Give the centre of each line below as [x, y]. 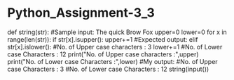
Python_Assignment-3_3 [81, 13]
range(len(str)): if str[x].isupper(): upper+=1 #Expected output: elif [103, 39]
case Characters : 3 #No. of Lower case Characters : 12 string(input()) [108, 69]
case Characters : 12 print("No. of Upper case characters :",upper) [103, 54]
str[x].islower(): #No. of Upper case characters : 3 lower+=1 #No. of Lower [115, 47]
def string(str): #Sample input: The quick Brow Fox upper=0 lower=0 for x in [117, 32]
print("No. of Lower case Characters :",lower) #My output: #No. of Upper [113, 61]
